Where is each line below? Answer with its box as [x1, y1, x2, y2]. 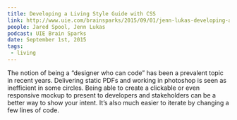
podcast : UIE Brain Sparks [7, 29, 87, 37]
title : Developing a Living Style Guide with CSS [7, 10, 157, 18]
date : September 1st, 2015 [7, 36, 87, 44]
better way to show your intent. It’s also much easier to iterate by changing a [7, 98, 229, 107]
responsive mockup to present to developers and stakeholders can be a [7, 91, 217, 99]
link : [7, 17, 23, 24]
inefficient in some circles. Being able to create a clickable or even [7, 84, 200, 92]
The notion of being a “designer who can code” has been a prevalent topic [7, 68, 224, 77]
